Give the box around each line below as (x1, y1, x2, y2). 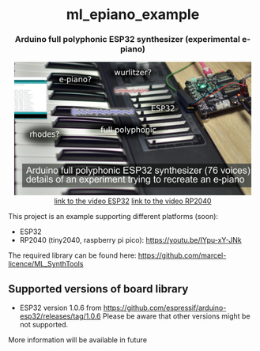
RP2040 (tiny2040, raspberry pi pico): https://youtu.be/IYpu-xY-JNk (19, 236, 243, 245)
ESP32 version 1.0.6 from (19, 303, 102, 313)
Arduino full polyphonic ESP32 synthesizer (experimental (14, 34, 241, 45)
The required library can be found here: (8, 251, 137, 260)
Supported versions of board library (8, 282, 189, 296)
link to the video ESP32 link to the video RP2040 (54, 196, 212, 206)
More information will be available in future (8, 335, 148, 345)
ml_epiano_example (66, 6, 200, 24)
